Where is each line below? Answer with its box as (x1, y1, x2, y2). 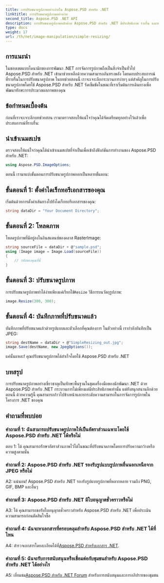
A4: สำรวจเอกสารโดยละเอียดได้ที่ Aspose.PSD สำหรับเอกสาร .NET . (5, 543, 120, 548)
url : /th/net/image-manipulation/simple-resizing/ (5, 35, 110, 39)
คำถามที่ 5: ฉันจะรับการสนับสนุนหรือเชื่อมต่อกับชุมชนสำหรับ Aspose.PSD (5, 555, 148, 562)
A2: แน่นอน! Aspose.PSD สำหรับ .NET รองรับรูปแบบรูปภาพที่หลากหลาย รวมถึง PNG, (5, 478, 151, 485)
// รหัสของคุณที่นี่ (14, 258, 41, 263)
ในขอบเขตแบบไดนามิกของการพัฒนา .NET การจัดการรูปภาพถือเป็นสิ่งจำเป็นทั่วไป (5, 65, 135, 71)
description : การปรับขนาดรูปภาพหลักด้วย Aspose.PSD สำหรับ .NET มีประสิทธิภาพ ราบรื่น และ (5, 20, 157, 26)
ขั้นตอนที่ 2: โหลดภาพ (5, 222, 59, 230)
